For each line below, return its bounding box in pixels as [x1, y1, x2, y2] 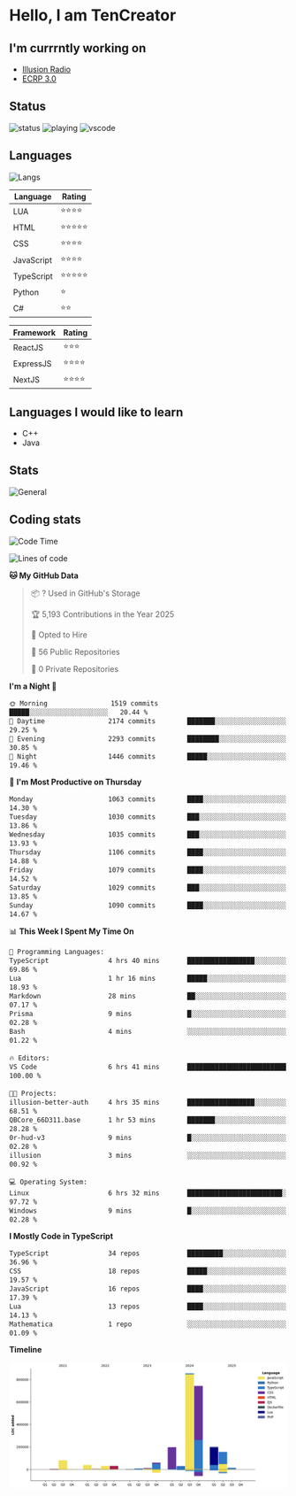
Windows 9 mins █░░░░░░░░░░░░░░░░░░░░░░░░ [9, 1206, 287, 1215]
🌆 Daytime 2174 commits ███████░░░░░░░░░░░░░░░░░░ [9, 716, 287, 726]
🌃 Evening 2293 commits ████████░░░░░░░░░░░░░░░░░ [9, 734, 287, 744]
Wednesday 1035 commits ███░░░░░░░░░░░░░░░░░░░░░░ [9, 829, 287, 839]
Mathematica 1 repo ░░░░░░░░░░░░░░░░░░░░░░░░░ [9, 1320, 287, 1329]
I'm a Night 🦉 [9, 681, 57, 691]
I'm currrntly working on [9, 41, 147, 56]
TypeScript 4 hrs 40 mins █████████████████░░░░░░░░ [9, 956, 287, 965]
